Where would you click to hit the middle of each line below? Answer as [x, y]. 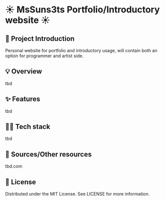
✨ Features [23, 99]
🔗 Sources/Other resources [49, 154]
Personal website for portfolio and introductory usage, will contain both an [81, 50]
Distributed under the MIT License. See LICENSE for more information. [78, 194]
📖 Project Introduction [40, 39]
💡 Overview [24, 71]
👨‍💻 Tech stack [28, 127]
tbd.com [14, 166]
